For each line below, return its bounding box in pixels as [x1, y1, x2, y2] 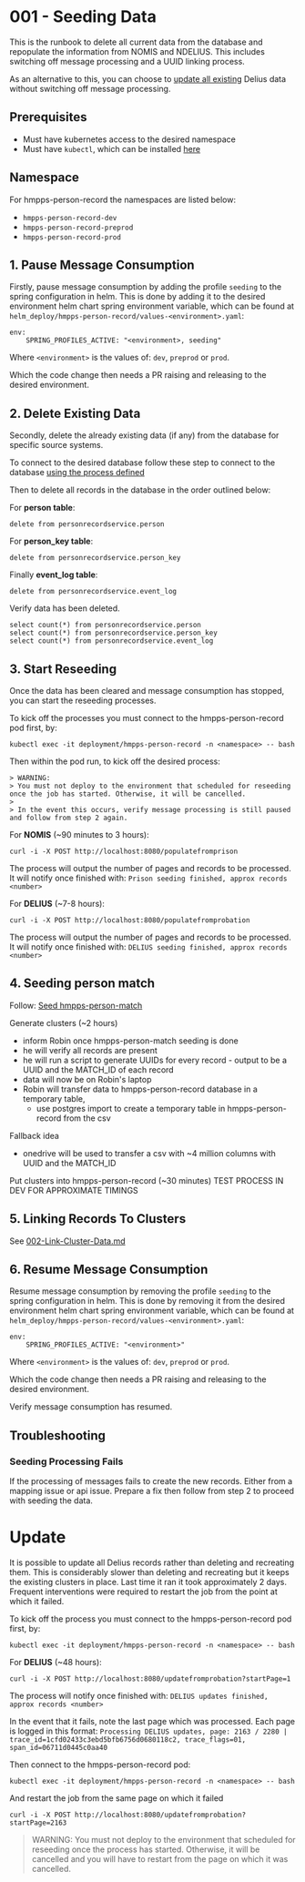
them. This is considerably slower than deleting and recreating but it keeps [9, 1567, 290, 1578]
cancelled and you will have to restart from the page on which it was [31, 1854, 289, 1865]
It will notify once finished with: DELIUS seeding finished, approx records [9, 941, 288, 952]
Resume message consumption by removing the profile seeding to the [9, 1286, 271, 1297]
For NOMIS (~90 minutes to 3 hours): [9, 829, 149, 839]
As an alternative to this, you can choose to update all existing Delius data [9, 73, 287, 84]
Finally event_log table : [9, 569, 98, 580]
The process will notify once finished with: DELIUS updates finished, [9, 1691, 269, 1702]
